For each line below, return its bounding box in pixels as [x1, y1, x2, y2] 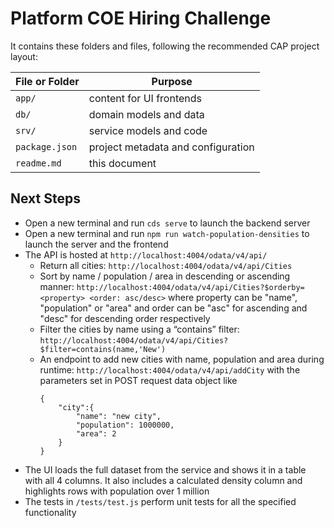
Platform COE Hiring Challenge [10, 7, 272, 30]
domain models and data [88, 107, 205, 121]
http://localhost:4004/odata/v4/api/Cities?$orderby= [76, 282, 305, 292]
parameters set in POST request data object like [39, 374, 238, 386]
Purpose [151, 74, 193, 88]
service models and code [88, 123, 208, 137]
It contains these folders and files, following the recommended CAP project [10, 40, 320, 52]
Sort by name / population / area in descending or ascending [39, 270, 291, 282]
